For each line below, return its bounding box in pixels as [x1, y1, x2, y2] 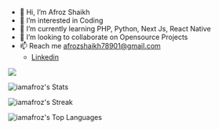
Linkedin [31, 52, 59, 62]
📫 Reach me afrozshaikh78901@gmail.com [19, 42, 161, 50]
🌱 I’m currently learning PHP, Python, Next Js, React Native [19, 24, 211, 33]
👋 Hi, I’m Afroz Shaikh [19, 8, 90, 16]
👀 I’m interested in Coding [19, 16, 104, 25]
